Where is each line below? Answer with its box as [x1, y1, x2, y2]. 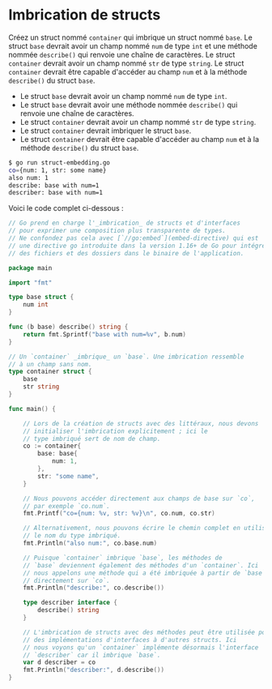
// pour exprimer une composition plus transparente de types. [8, 227, 227, 235]
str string [23, 383, 60, 391]
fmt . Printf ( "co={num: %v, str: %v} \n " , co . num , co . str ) [23, 509, 216, 518]
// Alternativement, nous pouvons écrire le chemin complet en [23, 524, 241, 533]
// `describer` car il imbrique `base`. [23, 651, 161, 659]
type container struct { [8, 367, 92, 376]
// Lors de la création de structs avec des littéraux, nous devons [23, 419, 259, 427]
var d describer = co [23, 658, 96, 666]
